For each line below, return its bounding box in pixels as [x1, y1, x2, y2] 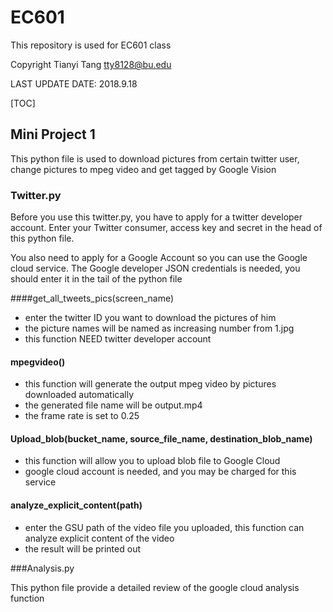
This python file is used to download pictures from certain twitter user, [10, 152, 300, 165]
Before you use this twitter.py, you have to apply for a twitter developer [10, 211, 303, 223]
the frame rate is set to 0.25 [24, 410, 140, 422]
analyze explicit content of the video [24, 532, 175, 544]
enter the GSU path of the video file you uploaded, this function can [24, 521, 305, 533]
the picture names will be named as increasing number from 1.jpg [24, 322, 295, 335]
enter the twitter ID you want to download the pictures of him [24, 312, 277, 324]
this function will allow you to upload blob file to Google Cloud [24, 455, 281, 467]
